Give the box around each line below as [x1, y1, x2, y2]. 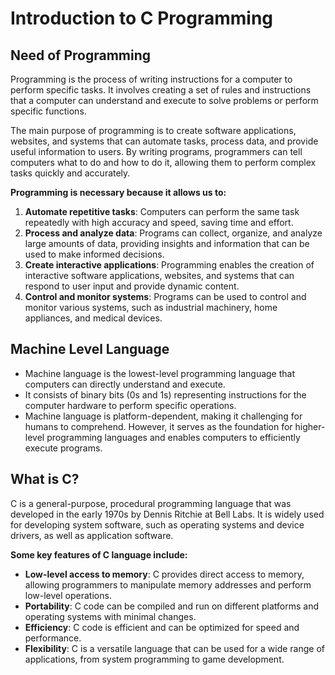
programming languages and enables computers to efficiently [46, 431, 301, 443]
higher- [294, 420, 326, 432]
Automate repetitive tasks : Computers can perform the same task [24, 206, 300, 217]
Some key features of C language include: [10, 548, 188, 561]
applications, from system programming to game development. [24, 653, 285, 665]
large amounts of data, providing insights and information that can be [24, 238, 310, 249]
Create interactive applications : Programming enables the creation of [24, 259, 315, 271]
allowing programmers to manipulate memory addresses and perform [24, 578, 312, 591]
